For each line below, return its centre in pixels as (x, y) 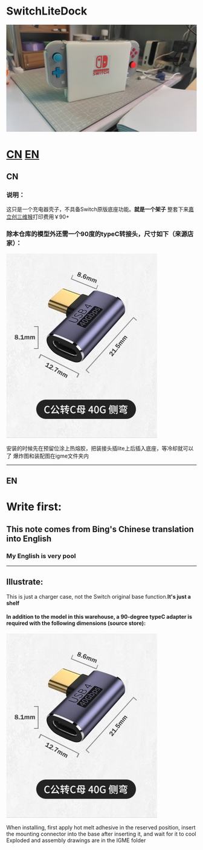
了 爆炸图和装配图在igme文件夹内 (48, 456)
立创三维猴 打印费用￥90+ (38, 217)
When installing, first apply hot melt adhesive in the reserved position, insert (101, 827)
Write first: (34, 507)
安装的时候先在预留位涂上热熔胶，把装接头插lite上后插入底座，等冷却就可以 (100, 448)
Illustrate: (25, 582)
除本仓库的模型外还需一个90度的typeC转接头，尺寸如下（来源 (97, 234)
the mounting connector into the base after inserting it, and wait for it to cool (101, 834)
